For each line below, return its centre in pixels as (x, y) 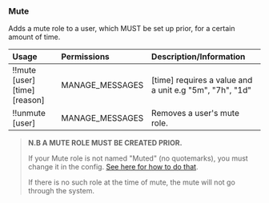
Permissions (85, 57)
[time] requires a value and (202, 80)
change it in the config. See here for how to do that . (113, 167)
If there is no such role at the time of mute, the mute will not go (132, 182)
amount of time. (34, 37)
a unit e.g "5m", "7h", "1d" (201, 90)
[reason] (29, 100)
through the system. (61, 191)
